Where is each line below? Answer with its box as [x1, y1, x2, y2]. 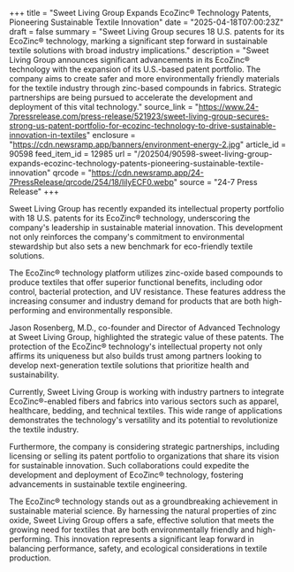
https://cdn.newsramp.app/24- [91, 167, 205, 178]
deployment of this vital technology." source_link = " [9, 102, 200, 112]
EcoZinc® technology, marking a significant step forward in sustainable [9, 35, 268, 46]
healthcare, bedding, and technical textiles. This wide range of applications [9, 406, 283, 415]
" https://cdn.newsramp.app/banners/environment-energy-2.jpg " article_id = [9, 139, 287, 150]
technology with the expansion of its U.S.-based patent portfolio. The [9, 64, 261, 74]
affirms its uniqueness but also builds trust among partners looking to [9, 351, 262, 361]
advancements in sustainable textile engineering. [9, 479, 188, 490]
